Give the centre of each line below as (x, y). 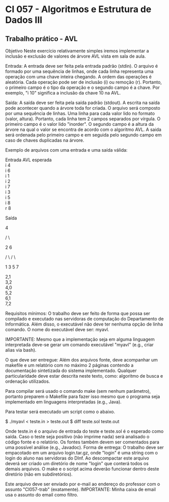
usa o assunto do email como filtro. (42, 495)
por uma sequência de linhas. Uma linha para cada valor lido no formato (80, 113)
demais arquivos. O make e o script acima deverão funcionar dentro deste (82, 469)
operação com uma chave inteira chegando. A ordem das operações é (79, 77)
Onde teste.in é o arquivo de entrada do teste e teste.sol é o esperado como (84, 431)
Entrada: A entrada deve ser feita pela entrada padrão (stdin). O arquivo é (81, 66)
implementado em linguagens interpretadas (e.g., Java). (64, 402)
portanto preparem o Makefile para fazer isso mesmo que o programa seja (83, 396)
